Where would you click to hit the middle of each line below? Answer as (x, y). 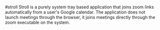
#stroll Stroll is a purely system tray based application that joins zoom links (80, 7)
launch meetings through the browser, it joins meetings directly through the (80, 17)
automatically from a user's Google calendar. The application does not (75, 12)
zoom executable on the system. (38, 22)
